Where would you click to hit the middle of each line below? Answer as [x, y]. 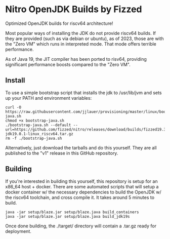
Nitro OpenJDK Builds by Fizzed [74, 9]
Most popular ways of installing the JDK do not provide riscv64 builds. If [80, 33]
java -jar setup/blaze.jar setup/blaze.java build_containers [72, 212]
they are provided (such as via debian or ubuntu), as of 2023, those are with [85, 38]
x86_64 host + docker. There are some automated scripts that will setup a [82, 186]
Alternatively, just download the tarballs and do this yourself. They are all [81, 147]
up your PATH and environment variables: [49, 98]
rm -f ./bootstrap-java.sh [34, 138]
